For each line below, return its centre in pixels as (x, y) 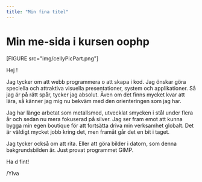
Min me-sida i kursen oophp (78, 41)
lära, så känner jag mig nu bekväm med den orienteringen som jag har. (94, 101)
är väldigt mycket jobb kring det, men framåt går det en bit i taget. (88, 132)
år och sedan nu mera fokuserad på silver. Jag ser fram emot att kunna (94, 119)
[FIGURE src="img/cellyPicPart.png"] (52, 58)
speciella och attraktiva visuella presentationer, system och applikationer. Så (101, 88)
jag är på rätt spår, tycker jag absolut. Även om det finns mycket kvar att (96, 95)
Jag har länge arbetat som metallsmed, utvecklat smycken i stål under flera (100, 113)
